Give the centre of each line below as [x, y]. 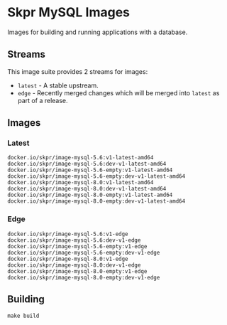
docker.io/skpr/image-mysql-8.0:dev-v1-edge [74, 265]
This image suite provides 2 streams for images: [78, 71]
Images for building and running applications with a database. [98, 32]
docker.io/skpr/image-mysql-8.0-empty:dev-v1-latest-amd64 [96, 201]
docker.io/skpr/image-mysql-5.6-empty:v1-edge [77, 246]
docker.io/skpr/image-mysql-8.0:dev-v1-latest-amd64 [87, 189]
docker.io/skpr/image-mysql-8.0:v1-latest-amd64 [81, 183]
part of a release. [43, 100]
